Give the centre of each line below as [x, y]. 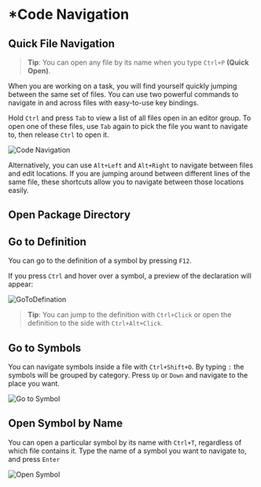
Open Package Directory [70, 215]
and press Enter [34, 459]
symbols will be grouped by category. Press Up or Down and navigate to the [128, 375]
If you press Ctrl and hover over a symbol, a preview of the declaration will [130, 276]
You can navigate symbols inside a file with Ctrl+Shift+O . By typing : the [126, 367]
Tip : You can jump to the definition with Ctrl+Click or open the [129, 315]
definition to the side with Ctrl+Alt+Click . [95, 323]
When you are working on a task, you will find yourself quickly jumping [123, 86]
